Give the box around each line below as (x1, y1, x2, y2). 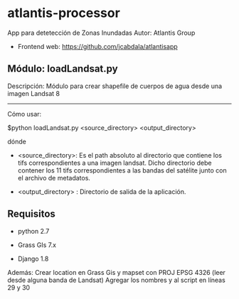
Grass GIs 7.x (17, 240, 57, 249)
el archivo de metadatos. (17, 173, 91, 182)
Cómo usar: (7, 109, 42, 118)
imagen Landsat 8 (7, 89, 60, 97)
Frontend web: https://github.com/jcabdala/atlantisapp (17, 42, 178, 50)
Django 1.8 (17, 254, 49, 263)
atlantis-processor (7, 5, 121, 21)
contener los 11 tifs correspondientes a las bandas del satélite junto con (17, 165, 227, 175)
